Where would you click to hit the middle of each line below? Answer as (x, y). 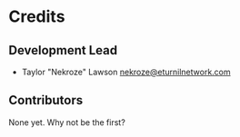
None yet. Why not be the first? (67, 122)
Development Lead (63, 50)
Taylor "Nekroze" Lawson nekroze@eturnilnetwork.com (126, 72)
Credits (37, 17)
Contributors (46, 100)
